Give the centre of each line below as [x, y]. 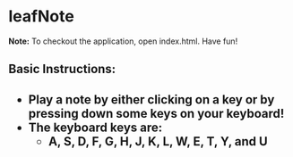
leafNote [42, 17]
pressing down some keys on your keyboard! [156, 113]
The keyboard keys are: [95, 127]
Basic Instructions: [62, 69]
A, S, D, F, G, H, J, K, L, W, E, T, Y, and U [158, 141]
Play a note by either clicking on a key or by [151, 99]
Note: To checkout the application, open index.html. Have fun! [123, 41]
